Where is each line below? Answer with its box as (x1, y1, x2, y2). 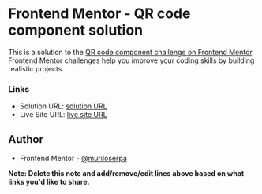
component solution (8, 21, 144, 39)
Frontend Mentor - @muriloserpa (19, 154, 128, 163)
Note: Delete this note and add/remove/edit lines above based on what (8, 169, 245, 178)
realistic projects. (8, 64, 65, 73)
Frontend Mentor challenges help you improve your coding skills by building (8, 56, 255, 65)
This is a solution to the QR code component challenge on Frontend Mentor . (8, 47, 254, 57)
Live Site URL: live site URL (19, 110, 108, 119)
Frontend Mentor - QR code (8, 5, 191, 23)
